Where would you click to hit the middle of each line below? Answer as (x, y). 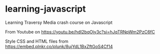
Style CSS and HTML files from (37, 41)
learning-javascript (45, 9)
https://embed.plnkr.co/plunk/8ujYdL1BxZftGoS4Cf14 (59, 46)
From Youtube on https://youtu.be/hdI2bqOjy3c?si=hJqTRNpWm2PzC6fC (80, 32)
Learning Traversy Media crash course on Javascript (59, 22)
